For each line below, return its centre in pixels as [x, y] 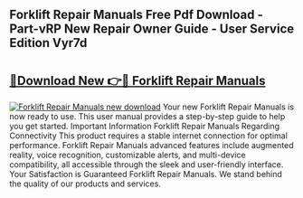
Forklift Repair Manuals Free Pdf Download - [137, 15]
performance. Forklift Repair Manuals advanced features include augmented [151, 145]
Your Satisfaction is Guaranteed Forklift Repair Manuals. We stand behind [146, 174]
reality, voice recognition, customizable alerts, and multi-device [128, 155]
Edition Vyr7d [48, 43]
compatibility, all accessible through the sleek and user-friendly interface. [147, 165]
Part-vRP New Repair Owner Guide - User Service [152, 29]
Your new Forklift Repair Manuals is [228, 107]
